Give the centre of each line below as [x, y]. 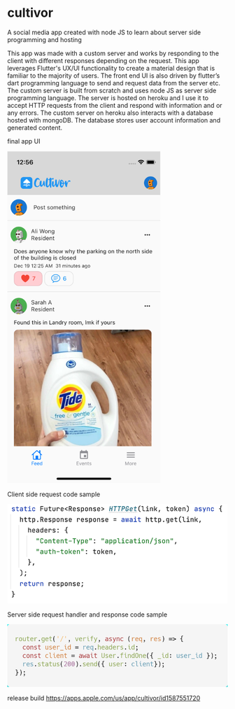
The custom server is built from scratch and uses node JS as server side [112, 90]
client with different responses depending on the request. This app [103, 60]
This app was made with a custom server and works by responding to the [113, 53]
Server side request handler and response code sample [87, 615]
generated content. [35, 127]
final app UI [24, 141]
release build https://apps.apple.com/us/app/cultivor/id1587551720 [104, 699]
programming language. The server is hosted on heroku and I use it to [108, 98]
